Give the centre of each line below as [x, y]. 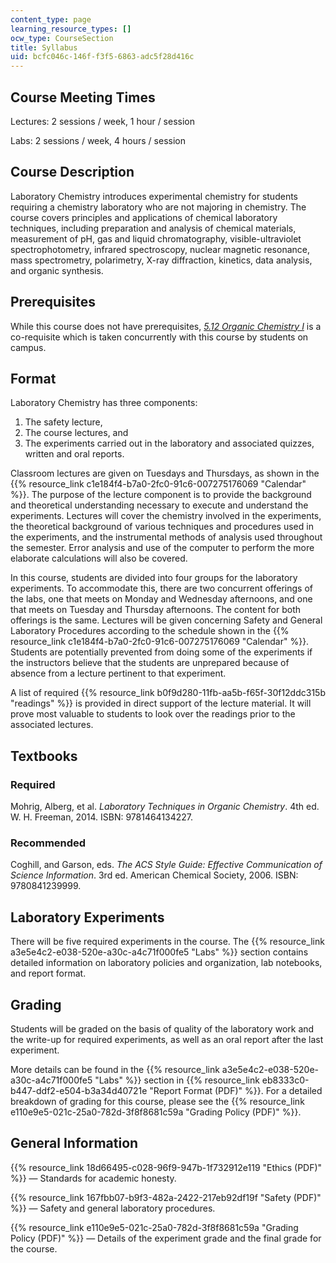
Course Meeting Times [83, 97]
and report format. [48, 973]
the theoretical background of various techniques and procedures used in [162, 527]
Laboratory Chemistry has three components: [104, 403]
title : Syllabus [44, 47]
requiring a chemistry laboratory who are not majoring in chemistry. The [158, 207]
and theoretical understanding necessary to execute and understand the [159, 505]
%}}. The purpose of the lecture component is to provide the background [161, 495]
